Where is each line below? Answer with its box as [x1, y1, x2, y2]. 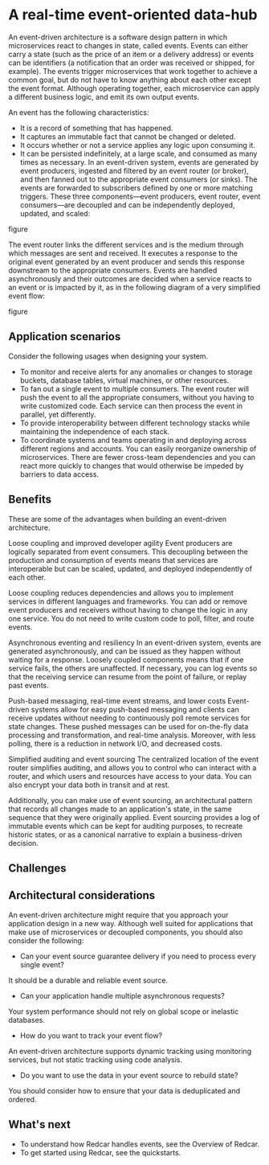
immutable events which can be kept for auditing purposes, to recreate [8, 821, 243, 831]
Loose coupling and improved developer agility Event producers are [8, 538, 233, 548]
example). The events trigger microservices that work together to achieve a [8, 66, 259, 76]
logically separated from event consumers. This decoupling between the [8, 547, 249, 556]
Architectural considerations [8, 888, 156, 902]
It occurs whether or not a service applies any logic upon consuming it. [19, 140, 255, 150]
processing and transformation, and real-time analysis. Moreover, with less [8, 730, 256, 740]
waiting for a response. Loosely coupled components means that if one [8, 654, 244, 664]
